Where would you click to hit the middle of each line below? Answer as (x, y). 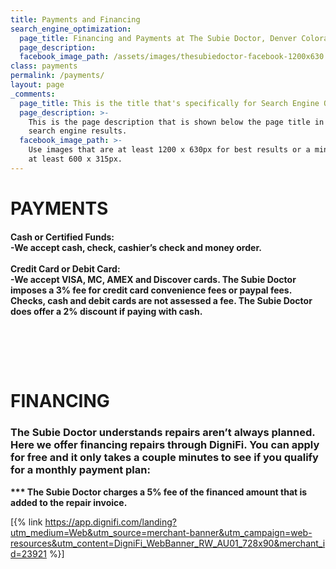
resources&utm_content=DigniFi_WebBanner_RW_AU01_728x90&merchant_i (168, 543)
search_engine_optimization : (71, 29)
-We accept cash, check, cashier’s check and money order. (136, 247)
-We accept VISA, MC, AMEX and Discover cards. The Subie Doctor (153, 279)
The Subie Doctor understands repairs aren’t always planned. (163, 433)
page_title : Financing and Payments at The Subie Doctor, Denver (158, 38)
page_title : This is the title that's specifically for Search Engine (169, 103)
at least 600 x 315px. (75, 159)
